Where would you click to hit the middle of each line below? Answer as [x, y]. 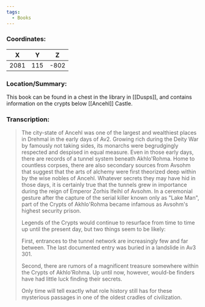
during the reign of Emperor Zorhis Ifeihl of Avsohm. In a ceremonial [107, 191]
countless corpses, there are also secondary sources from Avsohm [106, 165]
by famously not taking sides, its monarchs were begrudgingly [100, 146]
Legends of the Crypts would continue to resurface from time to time [108, 223]
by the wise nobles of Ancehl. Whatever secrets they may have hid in [108, 178]
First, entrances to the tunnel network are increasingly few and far [105, 241]
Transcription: [28, 119]
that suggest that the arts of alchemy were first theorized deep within [109, 172]
